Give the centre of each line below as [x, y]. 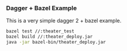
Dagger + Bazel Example [42, 8]
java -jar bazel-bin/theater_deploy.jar [56, 42]
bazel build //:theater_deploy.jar [49, 37]
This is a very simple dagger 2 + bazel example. [64, 21]
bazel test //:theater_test [40, 31]
